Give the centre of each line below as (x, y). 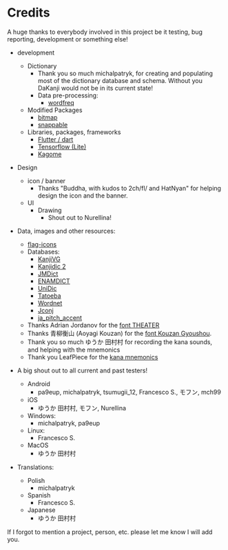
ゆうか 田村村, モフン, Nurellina (82, 408)
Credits (29, 13)
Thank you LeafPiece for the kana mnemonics (93, 357)
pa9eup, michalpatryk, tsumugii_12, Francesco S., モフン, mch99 (129, 392)
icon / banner (46, 180)
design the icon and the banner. (83, 196)
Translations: (35, 467)
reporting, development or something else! (68, 39)
